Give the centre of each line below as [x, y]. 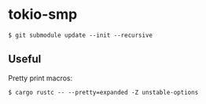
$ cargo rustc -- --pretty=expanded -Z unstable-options [103, 92]
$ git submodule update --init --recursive [81, 35]
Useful [25, 59]
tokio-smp [43, 14]
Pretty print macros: [40, 78]
